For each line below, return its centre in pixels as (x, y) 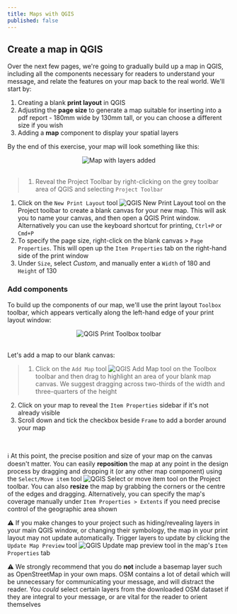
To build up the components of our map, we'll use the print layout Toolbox (114, 305)
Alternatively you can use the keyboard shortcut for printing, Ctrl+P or (120, 226)
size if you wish (40, 126)
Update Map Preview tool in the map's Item (117, 545)
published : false (33, 21)
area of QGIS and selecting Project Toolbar (99, 190)
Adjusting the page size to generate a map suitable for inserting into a (119, 110)
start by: (19, 89)
